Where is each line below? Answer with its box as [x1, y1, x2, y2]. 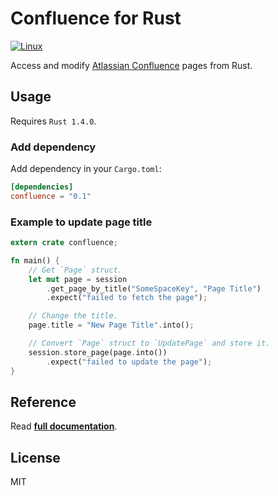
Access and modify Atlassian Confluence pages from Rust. [10, 59, 253, 71]
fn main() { [10, 255, 60, 266]
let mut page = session [28, 274, 128, 284]
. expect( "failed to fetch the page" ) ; [46, 293, 208, 303]
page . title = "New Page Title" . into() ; [28, 320, 195, 331]
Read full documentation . [10, 420, 118, 432]
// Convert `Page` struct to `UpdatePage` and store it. [28, 338, 271, 349]
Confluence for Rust [10, 7, 182, 30]
